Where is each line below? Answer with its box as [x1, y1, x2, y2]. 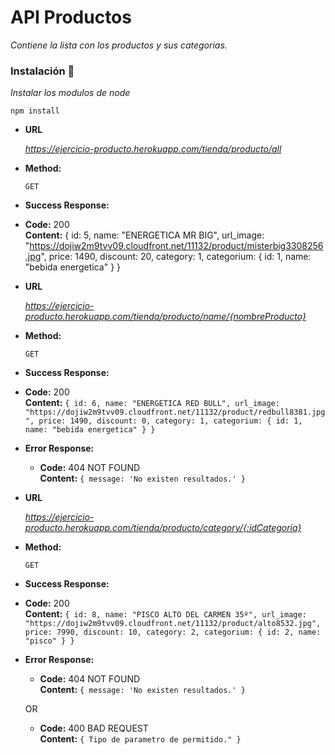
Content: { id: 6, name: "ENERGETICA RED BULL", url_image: [24, 397, 280, 409]
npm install [10, 106, 60, 116]
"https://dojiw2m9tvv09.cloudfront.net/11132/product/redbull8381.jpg [24, 407, 326, 418]
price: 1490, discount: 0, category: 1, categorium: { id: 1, [38, 416, 303, 426]
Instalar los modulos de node [10, 87, 131, 99]
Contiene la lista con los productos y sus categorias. [10, 39, 228, 51]
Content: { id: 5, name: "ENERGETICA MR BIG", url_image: [24, 229, 265, 241]
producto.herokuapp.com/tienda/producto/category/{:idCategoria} [24, 522, 302, 534]
